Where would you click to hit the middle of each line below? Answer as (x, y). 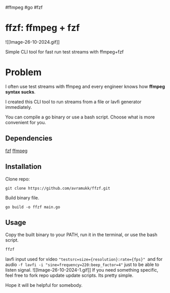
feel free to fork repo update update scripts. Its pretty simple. (69, 275)
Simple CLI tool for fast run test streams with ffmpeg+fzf (64, 52)
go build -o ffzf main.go (33, 207)
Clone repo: (18, 179)
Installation (23, 167)
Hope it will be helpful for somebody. (44, 285)
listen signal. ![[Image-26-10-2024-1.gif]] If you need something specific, (82, 270)
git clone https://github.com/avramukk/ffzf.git (58, 188)
